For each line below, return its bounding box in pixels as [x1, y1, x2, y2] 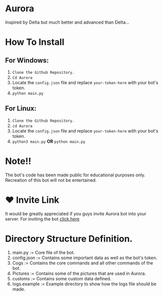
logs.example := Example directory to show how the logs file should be [12, 281, 157, 287]
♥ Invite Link [5, 194, 59, 205]
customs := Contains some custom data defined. [12, 275, 112, 281]
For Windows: [5, 56, 49, 65]
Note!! [5, 156, 32, 166]
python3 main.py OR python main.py [12, 138, 85, 144]
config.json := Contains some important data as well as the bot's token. [12, 255, 158, 261]
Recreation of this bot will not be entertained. [5, 177, 97, 183]
